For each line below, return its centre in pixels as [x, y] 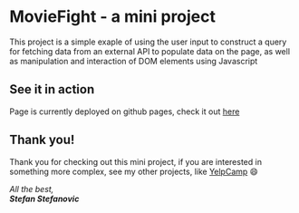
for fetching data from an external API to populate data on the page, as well [150, 51]
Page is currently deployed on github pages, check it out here [125, 111]
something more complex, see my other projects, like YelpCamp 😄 [134, 171]
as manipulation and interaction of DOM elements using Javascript [134, 61]
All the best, [32, 189]
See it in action [52, 89]
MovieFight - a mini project [112, 17]
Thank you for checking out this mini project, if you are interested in [136, 161]
